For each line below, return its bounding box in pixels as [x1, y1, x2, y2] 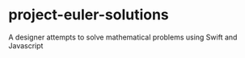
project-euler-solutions [8, 6, 170, 24]
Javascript [8, 40, 44, 50]
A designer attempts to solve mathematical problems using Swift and [8, 32, 238, 42]
